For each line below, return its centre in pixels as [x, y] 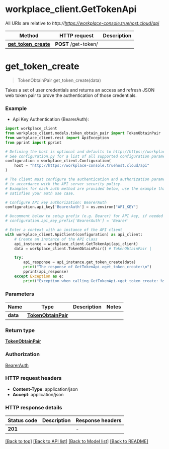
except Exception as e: [39, 276]
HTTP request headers [33, 378]
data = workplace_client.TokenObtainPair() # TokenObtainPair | [83, 249]
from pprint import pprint [33, 142]
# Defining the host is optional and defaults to [58, 152]
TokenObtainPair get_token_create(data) [59, 80]
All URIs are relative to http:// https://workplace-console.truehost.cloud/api [82, 23]
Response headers [99, 420]
